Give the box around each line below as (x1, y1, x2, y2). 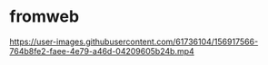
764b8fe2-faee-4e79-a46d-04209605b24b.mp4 (9, 45, 195, 56)
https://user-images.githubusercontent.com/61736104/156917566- (9, 36, 259, 47)
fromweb (9, 6, 80, 27)
